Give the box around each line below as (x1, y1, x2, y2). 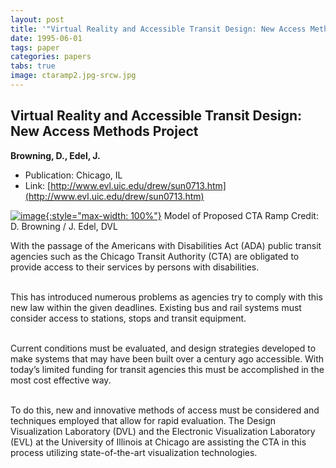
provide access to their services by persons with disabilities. (10, 261, 260, 273)
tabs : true (10, 61, 56, 71)
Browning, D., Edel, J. (10, 149, 101, 161)
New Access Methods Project (10, 123, 199, 140)
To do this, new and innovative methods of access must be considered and (10, 404, 320, 416)
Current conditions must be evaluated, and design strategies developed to (10, 342, 317, 354)
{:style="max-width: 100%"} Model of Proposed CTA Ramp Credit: (45, 209, 319, 221)
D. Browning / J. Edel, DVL (10, 220, 118, 232)
